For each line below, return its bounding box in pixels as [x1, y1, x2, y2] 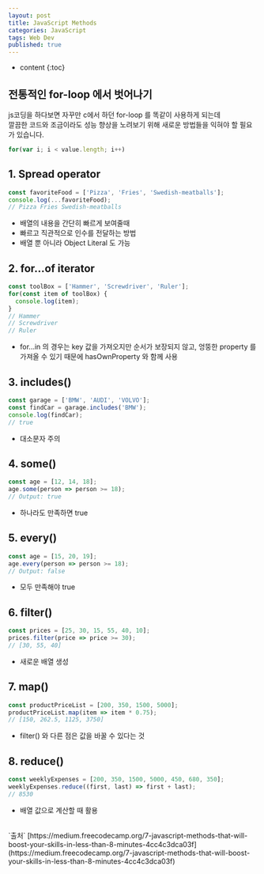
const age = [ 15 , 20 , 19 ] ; [8, 552, 97, 560]
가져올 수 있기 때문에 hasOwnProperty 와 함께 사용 [19, 352, 178, 361]
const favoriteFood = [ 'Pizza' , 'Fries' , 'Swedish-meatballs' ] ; [8, 188, 224, 196]
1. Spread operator [8, 168, 101, 181]
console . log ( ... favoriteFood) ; [8, 195, 111, 204]
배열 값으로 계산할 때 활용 [19, 805, 99, 815]
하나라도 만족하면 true [19, 508, 89, 517]
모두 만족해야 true [19, 582, 76, 592]
